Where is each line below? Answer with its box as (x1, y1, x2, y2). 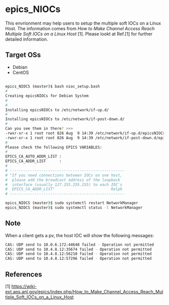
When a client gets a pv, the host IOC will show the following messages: (5, 232, 154, 238)
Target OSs (5, 51, 41, 59)
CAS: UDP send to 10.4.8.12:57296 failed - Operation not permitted (5, 256, 152, 261)
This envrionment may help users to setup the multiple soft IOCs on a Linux (5, 20, 161, 26)
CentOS (12, 69, 29, 75)
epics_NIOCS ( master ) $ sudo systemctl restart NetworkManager (5, 200, 138, 206)
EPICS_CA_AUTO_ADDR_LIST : (5, 154, 62, 159)
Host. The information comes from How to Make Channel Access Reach (5, 25, 155, 31)
